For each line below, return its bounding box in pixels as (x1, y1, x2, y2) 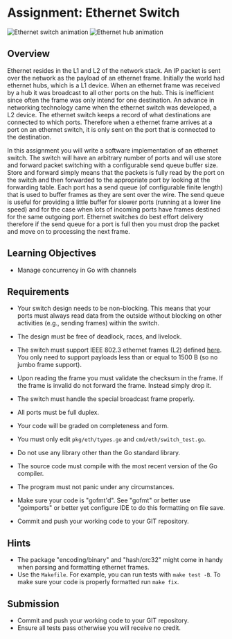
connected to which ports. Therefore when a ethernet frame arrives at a (7, 118, 213, 126)
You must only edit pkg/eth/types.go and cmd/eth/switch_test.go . (17, 435, 206, 443)
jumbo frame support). (17, 361, 82, 369)
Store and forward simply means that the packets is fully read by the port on (7, 168, 225, 176)
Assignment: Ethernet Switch (7, 5, 180, 21)
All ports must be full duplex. (17, 408, 100, 417)
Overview (7, 48, 51, 60)
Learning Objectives (7, 248, 97, 259)
